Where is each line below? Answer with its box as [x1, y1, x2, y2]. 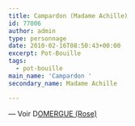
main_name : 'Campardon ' [8, 72, 92, 80]
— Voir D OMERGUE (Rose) [8, 108, 97, 118]
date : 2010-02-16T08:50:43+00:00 [8, 42, 121, 50]
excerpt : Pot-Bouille [8, 49, 82, 57]
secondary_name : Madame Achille [8, 79, 117, 87]
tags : [8, 57, 27, 65]
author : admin [8, 27, 57, 35]
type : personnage [8, 34, 67, 43]
